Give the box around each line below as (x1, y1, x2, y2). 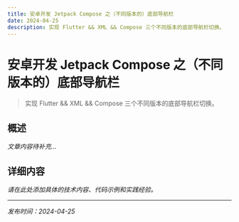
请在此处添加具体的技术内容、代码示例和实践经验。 (7, 185, 157, 194)
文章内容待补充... (7, 142, 57, 151)
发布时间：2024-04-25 (7, 207, 75, 216)
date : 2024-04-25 (7, 17, 59, 24)
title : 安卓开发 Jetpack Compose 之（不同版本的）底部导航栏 (7, 10, 174, 18)
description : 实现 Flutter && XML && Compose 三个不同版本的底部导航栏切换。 (7, 23, 225, 31)
